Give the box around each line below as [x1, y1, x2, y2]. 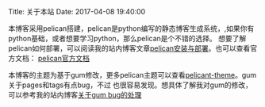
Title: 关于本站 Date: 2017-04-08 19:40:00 [8, 7, 146, 16]
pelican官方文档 [37, 54, 90, 63]
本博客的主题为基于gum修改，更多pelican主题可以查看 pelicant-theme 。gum [8, 71, 257, 79]
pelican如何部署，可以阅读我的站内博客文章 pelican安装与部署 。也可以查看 [8, 44, 251, 53]
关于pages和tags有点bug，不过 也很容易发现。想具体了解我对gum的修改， [8, 80, 252, 90]
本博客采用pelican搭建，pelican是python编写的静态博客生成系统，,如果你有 [8, 24, 255, 33]
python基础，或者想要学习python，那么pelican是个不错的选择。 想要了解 [8, 34, 247, 43]
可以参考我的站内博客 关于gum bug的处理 [8, 90, 142, 99]
